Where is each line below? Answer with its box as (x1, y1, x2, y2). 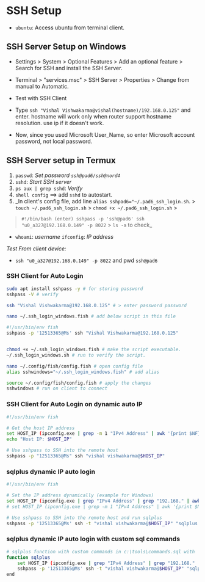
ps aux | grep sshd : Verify (15, 184, 83, 192)
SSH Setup (6, 4, 62, 18)
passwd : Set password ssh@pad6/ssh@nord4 (15, 172, 121, 179)
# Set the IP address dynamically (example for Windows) (6, 492, 154, 498)
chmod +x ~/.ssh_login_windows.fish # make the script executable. (6, 346, 182, 353)
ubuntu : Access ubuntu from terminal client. (15, 24, 125, 31)
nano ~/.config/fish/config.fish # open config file (6, 363, 143, 369)
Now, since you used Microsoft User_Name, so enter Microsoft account (15, 131, 195, 138)
